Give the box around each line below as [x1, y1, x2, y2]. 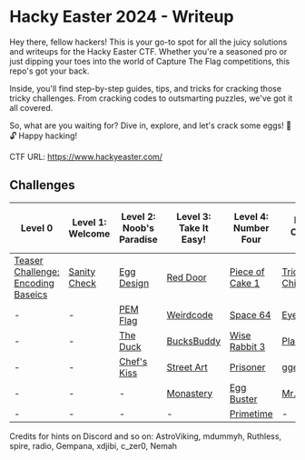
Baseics [14, 288, 48, 301]
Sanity [68, 265, 96, 278]
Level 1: [72, 215, 107, 228]
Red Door [166, 271, 207, 284]
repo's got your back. [9, 65, 90, 76]
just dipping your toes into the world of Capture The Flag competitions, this [9, 55, 290, 66]
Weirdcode [166, 308, 213, 321]
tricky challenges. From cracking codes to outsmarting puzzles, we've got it [9, 93, 293, 104]
